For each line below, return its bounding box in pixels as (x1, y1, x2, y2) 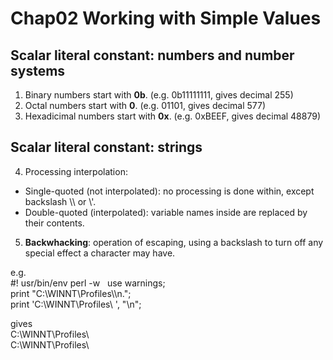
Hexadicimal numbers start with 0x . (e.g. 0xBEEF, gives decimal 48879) (24, 110, 322, 122)
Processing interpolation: (24, 165, 128, 177)
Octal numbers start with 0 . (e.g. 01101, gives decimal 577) (24, 100, 267, 111)
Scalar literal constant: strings (10, 139, 203, 156)
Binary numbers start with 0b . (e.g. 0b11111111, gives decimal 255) (24, 89, 294, 101)
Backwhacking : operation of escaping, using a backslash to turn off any (24, 236, 324, 248)
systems (10, 62, 66, 79)
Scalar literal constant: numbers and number (10, 47, 295, 64)
